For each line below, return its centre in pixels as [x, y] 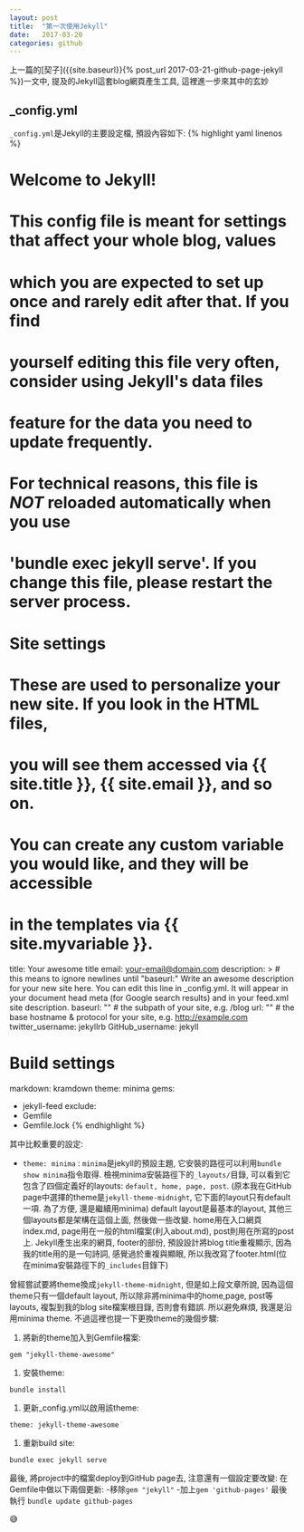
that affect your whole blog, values [143, 241]
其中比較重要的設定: [47, 1144]
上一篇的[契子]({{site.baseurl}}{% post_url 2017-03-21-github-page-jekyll [146, 70]
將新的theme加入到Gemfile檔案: [82, 1338]
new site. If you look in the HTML [134, 704]
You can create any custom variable [147, 845]
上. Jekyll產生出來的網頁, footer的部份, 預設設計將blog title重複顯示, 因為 [157, 1243]
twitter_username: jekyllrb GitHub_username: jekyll [104, 1027]
